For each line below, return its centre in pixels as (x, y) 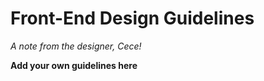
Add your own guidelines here (74, 65)
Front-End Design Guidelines (132, 18)
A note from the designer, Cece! (76, 46)
